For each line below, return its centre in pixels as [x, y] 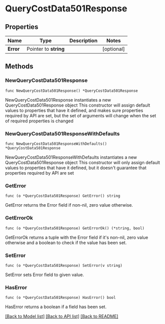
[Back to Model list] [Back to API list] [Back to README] [62, 317]
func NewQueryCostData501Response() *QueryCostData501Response [72, 91]
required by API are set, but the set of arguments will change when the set [81, 115]
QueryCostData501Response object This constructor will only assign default [83, 162]
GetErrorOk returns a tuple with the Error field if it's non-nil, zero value [77, 237]
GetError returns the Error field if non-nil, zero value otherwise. [69, 205]
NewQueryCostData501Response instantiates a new [58, 100]
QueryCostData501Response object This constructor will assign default [78, 105]
